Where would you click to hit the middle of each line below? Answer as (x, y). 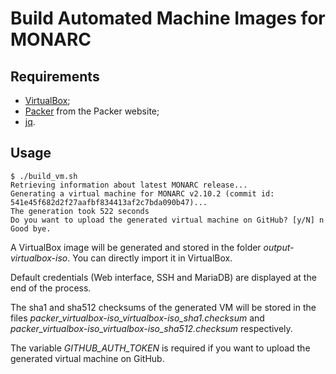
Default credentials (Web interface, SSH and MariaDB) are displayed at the (163, 277)
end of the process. (51, 288)
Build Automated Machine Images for (168, 18)
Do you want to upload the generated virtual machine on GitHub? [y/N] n (167, 220)
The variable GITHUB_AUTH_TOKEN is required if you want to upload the (160, 348)
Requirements (55, 76)
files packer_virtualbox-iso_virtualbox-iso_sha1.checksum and (137, 318)
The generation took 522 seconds (80, 211)
